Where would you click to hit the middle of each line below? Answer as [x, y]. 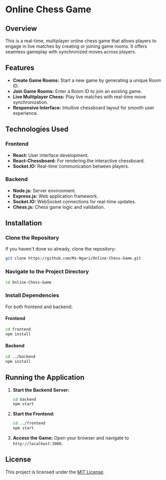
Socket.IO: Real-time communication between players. [71, 166]
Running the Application [45, 377]
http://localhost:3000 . [38, 443]
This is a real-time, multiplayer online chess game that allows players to [81, 41]
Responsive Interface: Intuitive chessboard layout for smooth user [84, 108]
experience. [25, 113]
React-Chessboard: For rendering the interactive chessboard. [79, 161]
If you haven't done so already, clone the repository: [61, 249]
